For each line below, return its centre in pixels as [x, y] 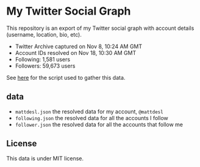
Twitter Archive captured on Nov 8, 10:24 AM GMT [79, 46]
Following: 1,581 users [43, 59]
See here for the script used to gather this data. [66, 77]
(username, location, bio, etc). [44, 34]
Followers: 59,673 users [45, 66]
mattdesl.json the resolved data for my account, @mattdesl [89, 112]
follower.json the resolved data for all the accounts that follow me [99, 124]
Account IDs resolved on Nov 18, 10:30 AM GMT [76, 52]
